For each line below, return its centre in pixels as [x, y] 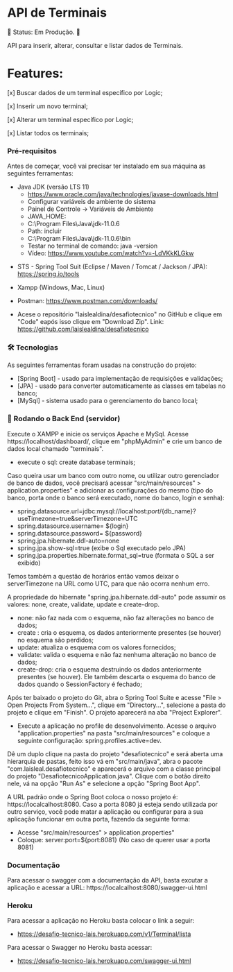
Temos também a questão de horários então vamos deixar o [93, 576]
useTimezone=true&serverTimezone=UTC [77, 518]
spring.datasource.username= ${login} [73, 526]
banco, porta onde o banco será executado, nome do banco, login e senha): [116, 497]
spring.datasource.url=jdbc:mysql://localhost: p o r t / [89, 511]
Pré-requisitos [32, 151]
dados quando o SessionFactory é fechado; [80, 684]
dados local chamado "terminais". [55, 448]
